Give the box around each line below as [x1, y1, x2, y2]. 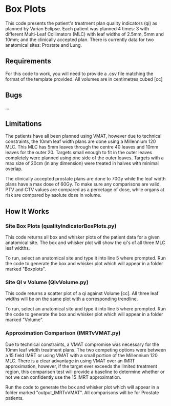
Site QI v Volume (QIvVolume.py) [5, 279, 89, 286]
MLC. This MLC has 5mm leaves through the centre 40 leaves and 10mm [5, 144, 159, 150]
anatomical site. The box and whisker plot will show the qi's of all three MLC [5, 239, 165, 246]
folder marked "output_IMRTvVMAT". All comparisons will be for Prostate [5, 389, 159, 396]
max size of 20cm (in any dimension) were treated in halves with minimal [5, 160, 159, 167]
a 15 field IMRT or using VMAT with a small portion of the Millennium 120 [5, 352, 158, 358]
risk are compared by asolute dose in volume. [5, 192, 101, 198]
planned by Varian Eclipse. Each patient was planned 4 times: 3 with [5, 25, 149, 31]
